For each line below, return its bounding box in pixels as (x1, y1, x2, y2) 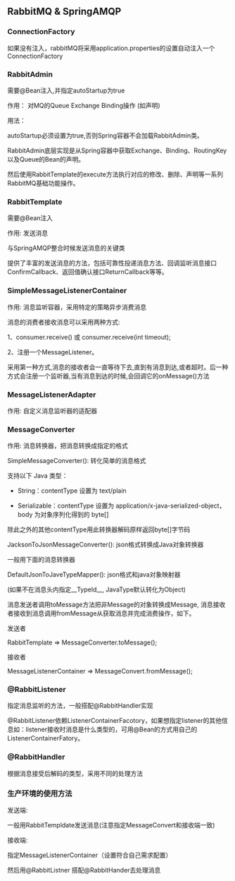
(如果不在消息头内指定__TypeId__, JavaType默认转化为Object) (7, 585, 186, 594)
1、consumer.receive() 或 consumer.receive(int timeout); (7, 332, 171, 341)
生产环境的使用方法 (7, 789, 72, 798)
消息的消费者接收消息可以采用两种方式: (7, 318, 121, 326)
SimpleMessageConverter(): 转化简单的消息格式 (7, 457, 146, 465)
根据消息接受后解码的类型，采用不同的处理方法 (7, 769, 143, 777)
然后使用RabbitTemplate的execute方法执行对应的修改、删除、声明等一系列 (7, 169, 224, 179)
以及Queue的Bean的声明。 (7, 155, 85, 163)
